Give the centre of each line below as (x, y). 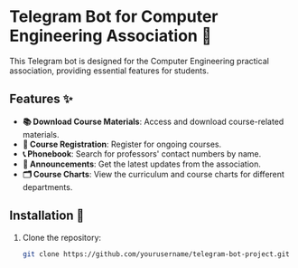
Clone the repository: (62, 237)
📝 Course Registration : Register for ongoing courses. (122, 144)
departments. (47, 187)
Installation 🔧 (47, 216)
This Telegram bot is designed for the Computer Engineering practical (139, 61)
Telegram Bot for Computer (114, 17)
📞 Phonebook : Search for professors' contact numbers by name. (142, 153)
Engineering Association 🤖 (111, 36)
